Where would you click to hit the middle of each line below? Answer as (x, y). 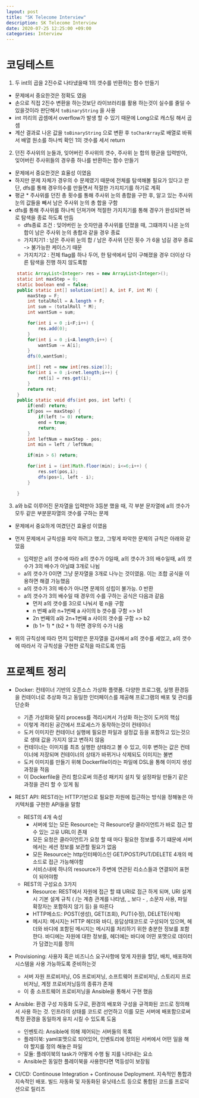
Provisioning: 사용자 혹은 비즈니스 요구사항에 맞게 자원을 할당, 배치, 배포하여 (103, 956)
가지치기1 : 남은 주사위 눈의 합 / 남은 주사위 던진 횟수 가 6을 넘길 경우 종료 (108, 240)
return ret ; (42, 389)
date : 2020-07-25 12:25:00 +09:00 (49, 28)
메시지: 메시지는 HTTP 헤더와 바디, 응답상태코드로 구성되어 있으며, (109, 921)
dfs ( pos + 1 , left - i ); (66, 477)
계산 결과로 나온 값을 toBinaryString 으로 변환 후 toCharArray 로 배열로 (98, 133)
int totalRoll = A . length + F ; (66, 301)
